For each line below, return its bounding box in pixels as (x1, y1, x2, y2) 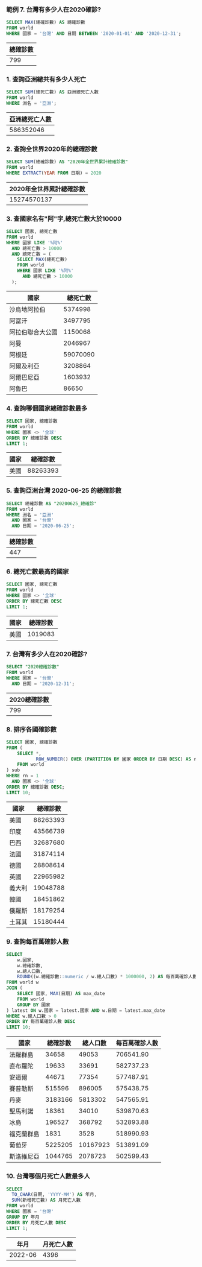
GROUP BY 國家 (17, 1002, 50, 1008)
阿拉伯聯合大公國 (9, 327, 58, 336)
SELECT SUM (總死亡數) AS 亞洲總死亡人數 (6, 89, 99, 95)
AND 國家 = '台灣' (11, 517, 54, 523)
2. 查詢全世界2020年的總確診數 (6, 145, 97, 153)
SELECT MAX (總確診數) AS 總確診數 (6, 19, 85, 25)
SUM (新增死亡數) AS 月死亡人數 (11, 1197, 81, 1204)
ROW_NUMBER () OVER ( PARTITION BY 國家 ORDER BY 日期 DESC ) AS (35, 756, 191, 762)
